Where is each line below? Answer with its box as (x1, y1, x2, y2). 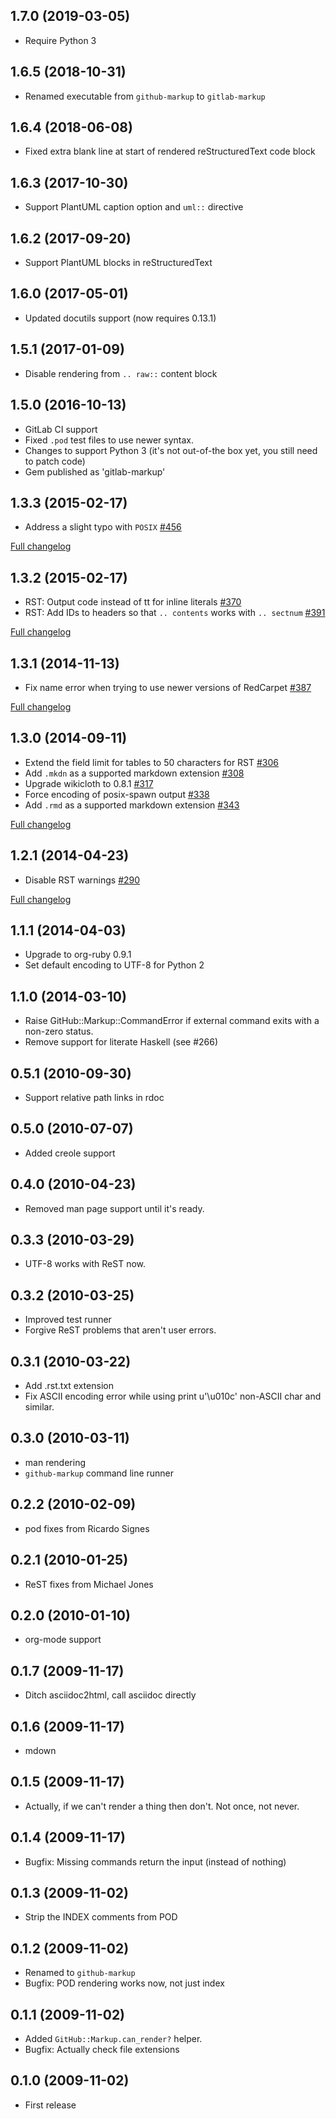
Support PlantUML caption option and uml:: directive (24, 201, 244, 213)
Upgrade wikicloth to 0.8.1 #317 (24, 777, 154, 789)
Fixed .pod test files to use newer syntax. (24, 434, 195, 446)
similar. (24, 1401, 55, 1413)
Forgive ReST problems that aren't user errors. (24, 1324, 217, 1336)
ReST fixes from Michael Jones (24, 1578, 154, 1590)
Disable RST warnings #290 (24, 874, 141, 886)
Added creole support (24, 1147, 116, 1159)
